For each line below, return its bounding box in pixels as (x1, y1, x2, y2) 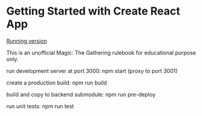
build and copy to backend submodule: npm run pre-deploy (6, 90, 156, 98)
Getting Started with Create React (6, 4, 181, 18)
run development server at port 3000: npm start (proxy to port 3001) (6, 67, 178, 74)
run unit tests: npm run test (6, 102, 74, 110)
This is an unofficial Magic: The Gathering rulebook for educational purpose (6, 49, 197, 56)
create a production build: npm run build (6, 79, 108, 86)
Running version (6, 37, 47, 44)
